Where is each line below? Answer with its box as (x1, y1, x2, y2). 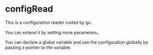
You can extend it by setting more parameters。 (5, 29, 102, 35)
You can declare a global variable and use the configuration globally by (5, 39, 148, 45)
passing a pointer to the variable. (5, 44, 71, 50)
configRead (5, 3, 53, 15)
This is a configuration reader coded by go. (5, 19, 92, 25)
